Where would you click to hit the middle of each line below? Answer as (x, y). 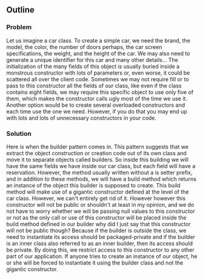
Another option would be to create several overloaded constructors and (96, 105)
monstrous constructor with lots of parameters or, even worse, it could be (98, 73)
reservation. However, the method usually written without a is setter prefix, (99, 172)
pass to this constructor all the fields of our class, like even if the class (94, 86)
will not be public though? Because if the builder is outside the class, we (96, 230)
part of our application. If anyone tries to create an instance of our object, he (102, 256)
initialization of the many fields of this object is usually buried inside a (93, 66)
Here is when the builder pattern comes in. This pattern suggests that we (98, 146)
